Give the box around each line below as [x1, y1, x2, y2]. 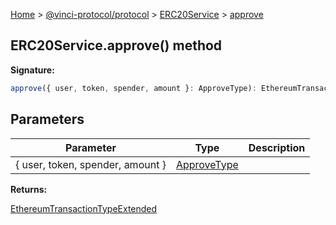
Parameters [10, 111, 85, 128]
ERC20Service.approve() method [10, 37, 223, 54]
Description [248, 140, 306, 154]
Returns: [10, 183, 48, 195]
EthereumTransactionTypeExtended [10, 202, 158, 214]
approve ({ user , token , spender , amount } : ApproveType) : [10, 83, 257, 93]
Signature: [10, 64, 55, 76]
